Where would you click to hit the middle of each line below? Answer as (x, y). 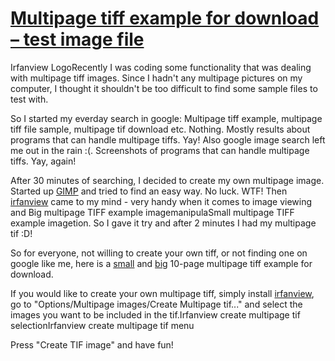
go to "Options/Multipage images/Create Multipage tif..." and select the (156, 304)
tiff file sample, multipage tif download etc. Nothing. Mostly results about (160, 129)
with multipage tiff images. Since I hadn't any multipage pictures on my (156, 78)
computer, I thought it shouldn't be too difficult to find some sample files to (164, 88)
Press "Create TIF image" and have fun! (92, 344)
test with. (29, 99)
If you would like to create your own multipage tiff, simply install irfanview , (162, 293)
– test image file (77, 39)
